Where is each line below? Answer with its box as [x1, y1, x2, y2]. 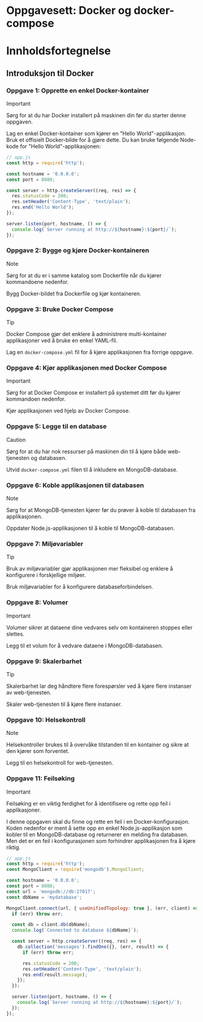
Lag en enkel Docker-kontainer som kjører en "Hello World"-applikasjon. [6, 130, 186, 137]
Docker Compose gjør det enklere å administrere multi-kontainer [6, 331, 167, 338]
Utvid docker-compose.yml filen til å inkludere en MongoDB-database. [6, 466, 178, 473]
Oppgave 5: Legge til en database [6, 422, 107, 431]
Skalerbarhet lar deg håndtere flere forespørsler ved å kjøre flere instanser [6, 682, 192, 690]
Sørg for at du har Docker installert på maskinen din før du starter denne [6, 112, 186, 119]
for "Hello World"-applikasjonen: [20, 143, 101, 150]
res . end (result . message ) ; [22, 971, 88, 978]
